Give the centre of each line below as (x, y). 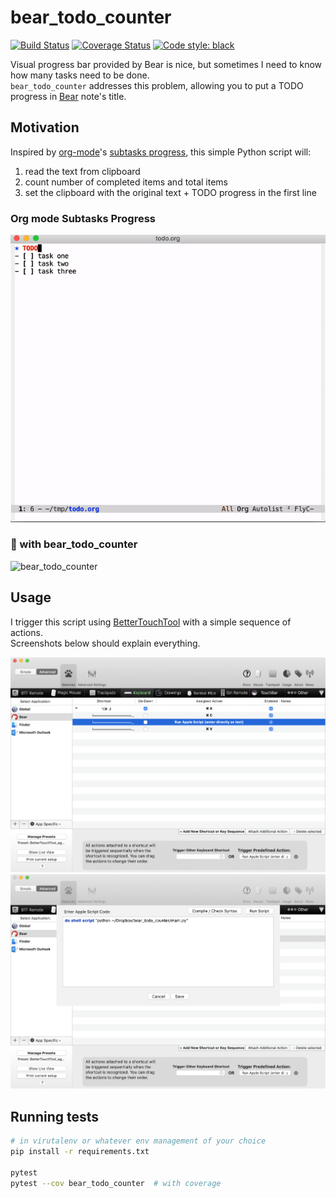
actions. (26, 632)
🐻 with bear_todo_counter (74, 544)
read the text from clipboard (82, 171)
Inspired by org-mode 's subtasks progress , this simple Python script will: (161, 152)
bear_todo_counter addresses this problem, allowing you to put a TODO (157, 85)
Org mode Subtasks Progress (83, 218)
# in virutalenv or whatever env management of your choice (138, 1141)
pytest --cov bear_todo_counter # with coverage (116, 1183)
